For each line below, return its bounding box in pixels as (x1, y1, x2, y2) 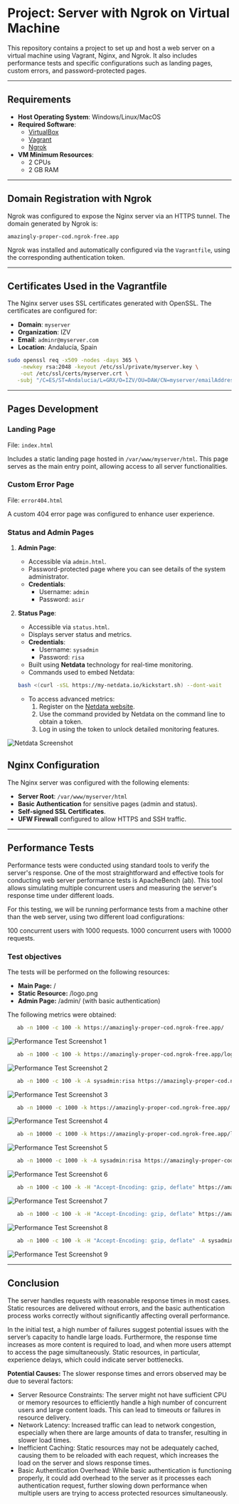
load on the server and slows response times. (17, 1458, 152, 1467)
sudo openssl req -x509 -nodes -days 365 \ (7, 357, 139, 364)
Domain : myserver (17, 320, 71, 329)
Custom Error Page (7, 480, 75, 489)
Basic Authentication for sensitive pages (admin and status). (17, 799, 198, 808)
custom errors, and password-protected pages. (7, 66, 147, 75)
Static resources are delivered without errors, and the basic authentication (7, 1303, 225, 1312)
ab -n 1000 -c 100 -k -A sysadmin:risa (16, 1077, 135, 1084)
